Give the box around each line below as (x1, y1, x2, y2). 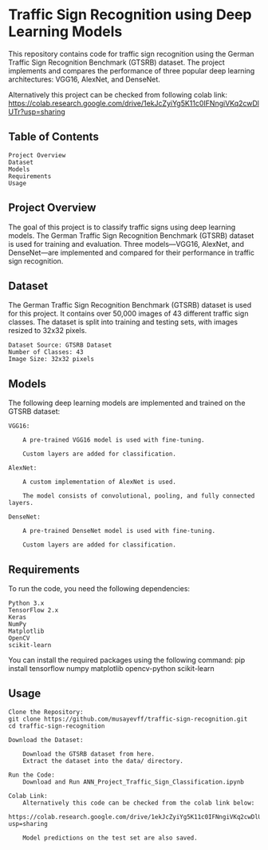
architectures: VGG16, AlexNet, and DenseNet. (8, 74, 161, 84)
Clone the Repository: (8, 708, 84, 716)
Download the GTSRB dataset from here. (22, 749, 156, 758)
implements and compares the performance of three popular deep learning (8, 66, 255, 75)
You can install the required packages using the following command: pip (8, 655, 246, 665)
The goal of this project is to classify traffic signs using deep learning (8, 222, 236, 232)
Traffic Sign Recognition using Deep (8, 6, 252, 24)
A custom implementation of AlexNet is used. (22, 478, 177, 487)
